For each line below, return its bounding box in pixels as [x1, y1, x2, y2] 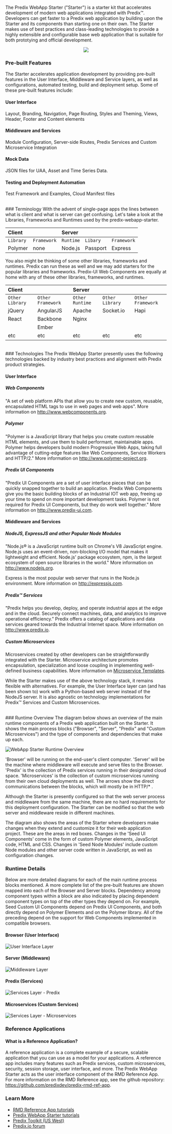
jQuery [8, 307, 25, 314]
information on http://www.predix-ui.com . [5, 507, 93, 513]
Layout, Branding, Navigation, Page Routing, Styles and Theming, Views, [5, 110, 159, 117]
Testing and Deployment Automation [5, 179, 85, 185]
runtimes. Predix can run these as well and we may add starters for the [5, 263, 155, 269]
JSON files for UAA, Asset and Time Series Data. [5, 167, 109, 174]
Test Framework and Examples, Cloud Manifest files [5, 190, 115, 197]
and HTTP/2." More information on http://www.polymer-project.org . [5, 455, 148, 461]
